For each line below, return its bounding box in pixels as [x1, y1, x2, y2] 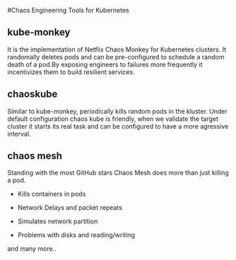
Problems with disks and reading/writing [17, 231, 136, 240]
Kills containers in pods [17, 190, 86, 199]
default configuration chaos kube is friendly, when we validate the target [7, 114, 219, 123]
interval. [7, 129, 31, 138]
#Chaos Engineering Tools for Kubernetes [7, 6, 129, 14]
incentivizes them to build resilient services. [7, 67, 136, 76]
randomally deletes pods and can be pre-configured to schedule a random [7, 52, 225, 61]
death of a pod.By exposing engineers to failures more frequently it [7, 60, 203, 69]
